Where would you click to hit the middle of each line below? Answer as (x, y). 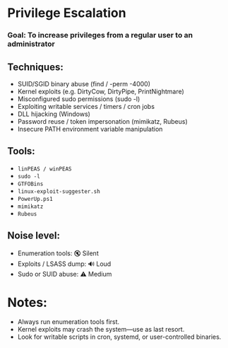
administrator (31, 44)
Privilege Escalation (67, 13)
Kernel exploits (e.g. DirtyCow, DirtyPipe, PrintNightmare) (101, 91)
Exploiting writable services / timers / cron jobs (86, 106)
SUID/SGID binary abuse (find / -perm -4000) (84, 83)
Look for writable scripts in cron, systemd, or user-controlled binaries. (119, 337)
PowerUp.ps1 (35, 199)
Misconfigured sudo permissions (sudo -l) (79, 99)
